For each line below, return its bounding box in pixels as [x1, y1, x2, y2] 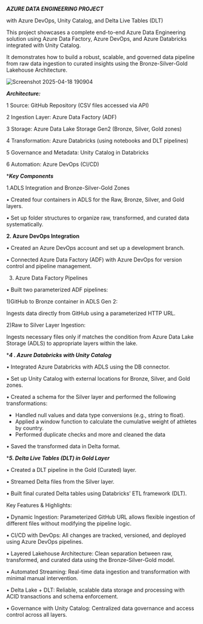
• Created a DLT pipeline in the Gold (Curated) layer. [6, 466, 137, 473]
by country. [15, 425, 44, 431]
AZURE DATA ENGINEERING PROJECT [6, 5, 104, 12]
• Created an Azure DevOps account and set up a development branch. [6, 244, 185, 251]
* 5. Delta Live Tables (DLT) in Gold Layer [6, 454, 110, 462]
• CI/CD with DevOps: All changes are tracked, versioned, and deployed [6, 532, 186, 539]
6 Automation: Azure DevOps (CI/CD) [6, 161, 99, 168]
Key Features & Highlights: [6, 502, 72, 508]
